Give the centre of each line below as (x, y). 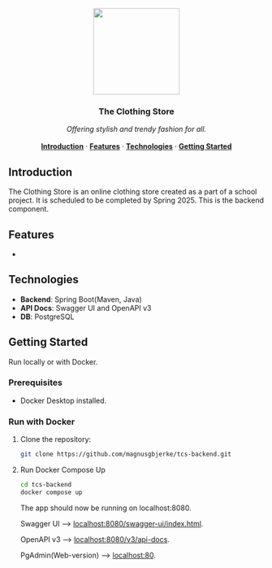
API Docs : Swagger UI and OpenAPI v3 (86, 308)
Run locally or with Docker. (53, 361)
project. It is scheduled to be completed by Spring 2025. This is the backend (136, 200)
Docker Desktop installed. (63, 400)
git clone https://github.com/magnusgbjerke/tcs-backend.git (126, 454)
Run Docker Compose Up (63, 470)
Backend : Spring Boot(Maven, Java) (81, 299)
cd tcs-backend (46, 485)
